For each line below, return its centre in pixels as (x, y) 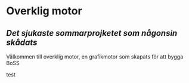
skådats (22, 42)
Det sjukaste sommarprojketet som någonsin (92, 33)
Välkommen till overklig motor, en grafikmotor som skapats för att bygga (95, 57)
